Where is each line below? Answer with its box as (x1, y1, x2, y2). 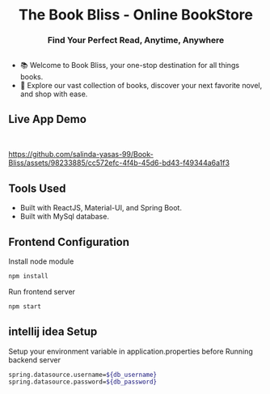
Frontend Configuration (8, 235, 130, 248)
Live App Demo (8, 112, 87, 126)
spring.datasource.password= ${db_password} (8, 378, 158, 386)
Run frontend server (8, 286, 75, 296)
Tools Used (8, 181, 66, 195)
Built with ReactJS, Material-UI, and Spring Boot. (19, 203, 182, 213)
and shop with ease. (19, 89, 88, 99)
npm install (8, 272, 49, 280)
